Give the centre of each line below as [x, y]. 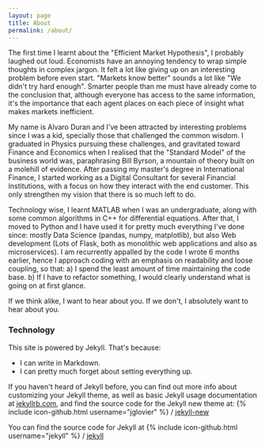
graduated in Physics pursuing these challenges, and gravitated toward [124, 144]
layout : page [30, 15]
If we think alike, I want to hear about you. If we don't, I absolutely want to [129, 301]
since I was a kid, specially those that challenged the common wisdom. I [126, 136]
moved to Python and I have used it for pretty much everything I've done [127, 227]
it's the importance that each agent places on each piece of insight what [126, 103]
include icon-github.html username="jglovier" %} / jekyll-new [109, 412]
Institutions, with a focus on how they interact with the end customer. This [129, 186]
